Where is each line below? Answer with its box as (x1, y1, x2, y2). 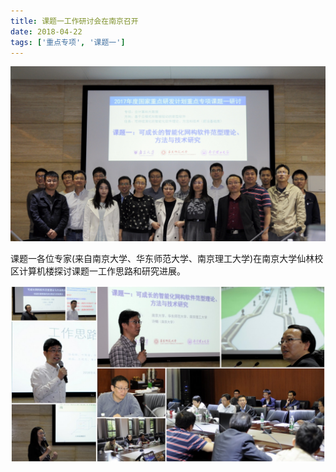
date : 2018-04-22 (10, 26, 83, 37)
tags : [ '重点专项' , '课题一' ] (10, 37, 126, 47)
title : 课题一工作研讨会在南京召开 (10, 16, 139, 26)
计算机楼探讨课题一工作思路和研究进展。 (18, 265, 186, 277)
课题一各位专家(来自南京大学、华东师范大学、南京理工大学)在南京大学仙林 (10, 252, 315, 264)
